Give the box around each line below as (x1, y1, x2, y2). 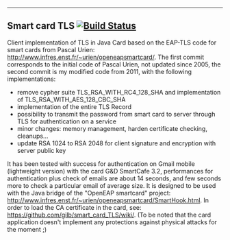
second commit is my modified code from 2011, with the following (7, 67, 192, 75)
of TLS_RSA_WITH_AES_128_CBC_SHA (16, 95, 126, 104)
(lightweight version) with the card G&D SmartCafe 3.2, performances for (7, 167, 214, 175)
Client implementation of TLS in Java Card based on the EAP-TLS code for (7, 38, 217, 47)
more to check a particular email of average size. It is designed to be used (7, 181, 216, 189)
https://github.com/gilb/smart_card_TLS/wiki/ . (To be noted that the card (7, 211, 212, 219)
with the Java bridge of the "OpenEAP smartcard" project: (7, 189, 171, 197)
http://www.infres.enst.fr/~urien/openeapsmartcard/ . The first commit (7, 53, 204, 61)
